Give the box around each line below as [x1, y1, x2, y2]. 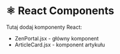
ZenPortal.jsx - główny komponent [14, 35, 99, 42]
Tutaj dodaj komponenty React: [6, 23, 82, 31]
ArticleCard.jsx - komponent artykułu [14, 41, 105, 48]
